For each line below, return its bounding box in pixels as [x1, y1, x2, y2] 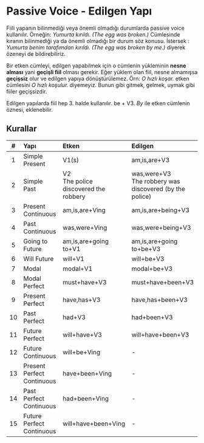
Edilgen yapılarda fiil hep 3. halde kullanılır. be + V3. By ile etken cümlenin [6, 99, 190, 107]
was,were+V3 [131, 169, 171, 177]
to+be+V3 [131, 244, 161, 253]
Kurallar [6, 123, 38, 134]
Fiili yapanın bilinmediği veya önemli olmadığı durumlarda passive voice [6, 24, 185, 32]
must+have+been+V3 [131, 278, 194, 286]
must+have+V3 [63, 278, 107, 286]
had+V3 [63, 313, 86, 321]
